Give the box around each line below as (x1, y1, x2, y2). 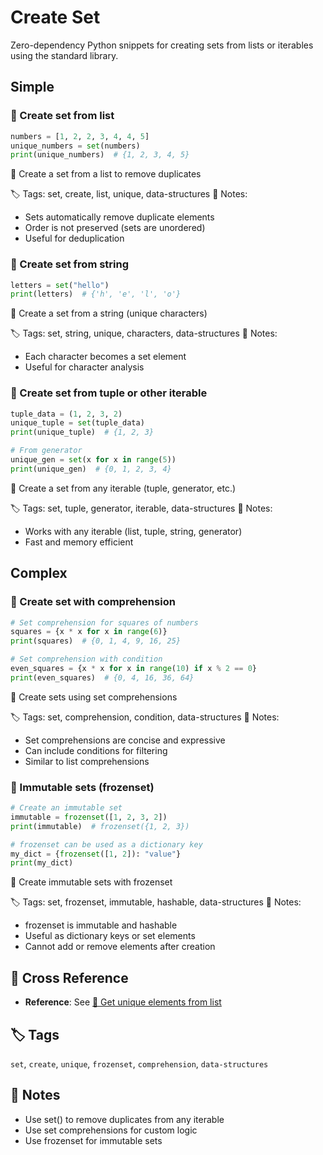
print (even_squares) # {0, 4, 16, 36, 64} (10, 672, 195, 683)
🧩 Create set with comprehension (10, 595, 176, 609)
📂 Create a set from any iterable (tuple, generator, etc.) (10, 482, 237, 494)
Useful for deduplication (24, 232, 125, 245)
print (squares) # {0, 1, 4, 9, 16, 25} (10, 636, 182, 646)
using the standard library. (10, 49, 119, 61)
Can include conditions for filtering (24, 744, 168, 756)
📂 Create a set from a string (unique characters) (10, 307, 208, 320)
